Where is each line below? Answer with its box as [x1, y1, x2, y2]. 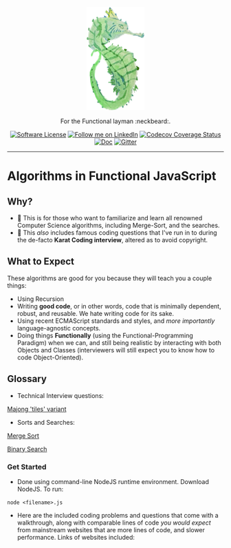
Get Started [7, 462, 47, 472]
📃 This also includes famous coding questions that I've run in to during [16, 229, 218, 237]
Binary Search [7, 445, 47, 453]
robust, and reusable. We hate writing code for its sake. [16, 309, 174, 317]
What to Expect [7, 255, 74, 268]
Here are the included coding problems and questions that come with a [16, 511, 219, 519]
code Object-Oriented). [16, 353, 84, 361]
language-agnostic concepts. [16, 324, 101, 332]
